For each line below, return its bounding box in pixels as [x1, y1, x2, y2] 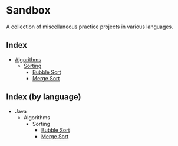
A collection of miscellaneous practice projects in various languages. [6, 23, 173, 30]
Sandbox [6, 4, 51, 17]
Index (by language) [6, 92, 81, 102]
